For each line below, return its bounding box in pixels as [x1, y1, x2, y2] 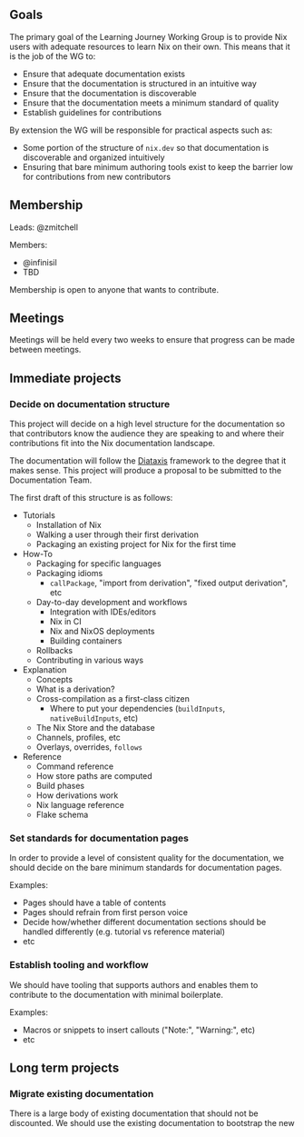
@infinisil [22, 256, 57, 267]
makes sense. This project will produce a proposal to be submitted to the [9, 465, 282, 476]
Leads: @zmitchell [9, 222, 79, 233]
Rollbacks [35, 645, 74, 656]
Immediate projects [9, 370, 122, 385]
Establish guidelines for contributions [22, 106, 162, 117]
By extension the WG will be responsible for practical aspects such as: [9, 125, 273, 135]
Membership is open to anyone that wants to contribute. [9, 284, 220, 294]
